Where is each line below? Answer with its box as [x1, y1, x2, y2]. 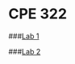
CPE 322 [8, 5, 67, 23]
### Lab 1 [8, 31, 40, 41]
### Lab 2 [8, 46, 41, 56]
